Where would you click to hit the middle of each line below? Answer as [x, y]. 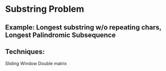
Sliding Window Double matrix [36, 64]
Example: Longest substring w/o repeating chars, [83, 27]
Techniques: [25, 52]
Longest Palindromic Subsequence [60, 35]
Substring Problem [45, 9]
